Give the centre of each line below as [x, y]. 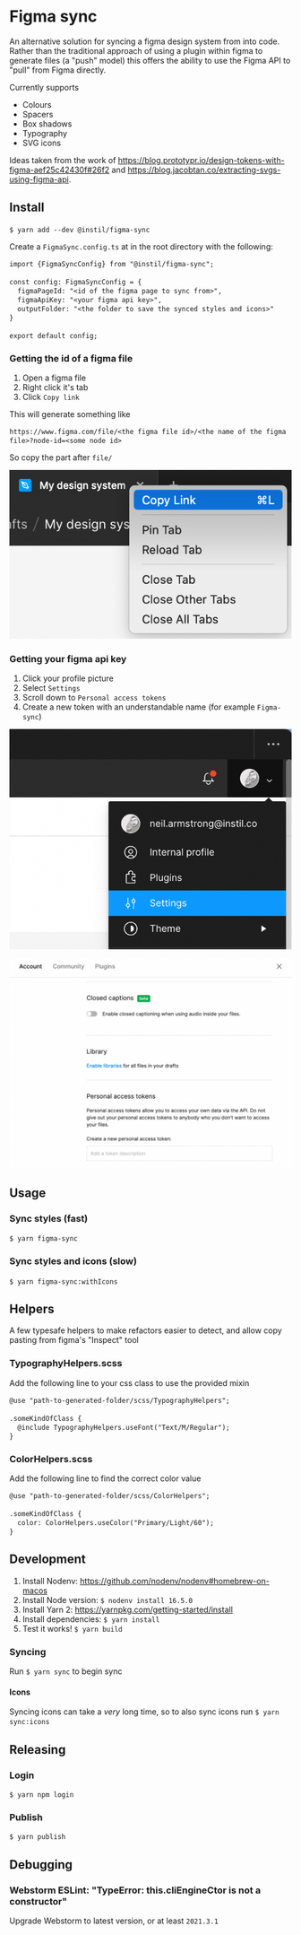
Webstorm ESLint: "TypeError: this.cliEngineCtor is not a [135, 1890]
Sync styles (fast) [49, 1219]
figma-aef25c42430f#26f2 [60, 170]
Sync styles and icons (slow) [73, 1261]
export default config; [54, 336]
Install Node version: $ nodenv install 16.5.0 [107, 1599]
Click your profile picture [68, 678]
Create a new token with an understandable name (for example [138, 707]
